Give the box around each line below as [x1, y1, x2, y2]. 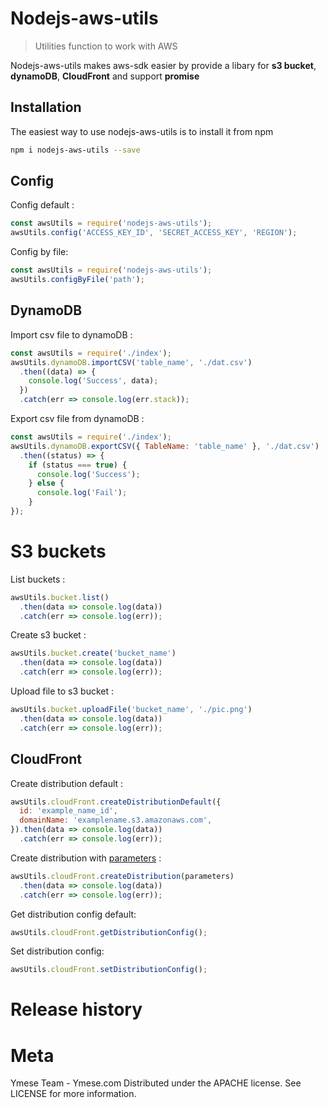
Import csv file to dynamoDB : [10, 328, 133, 341]
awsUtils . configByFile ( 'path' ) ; [10, 275, 145, 285]
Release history [10, 998, 143, 1021]
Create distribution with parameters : [10, 852, 162, 864]
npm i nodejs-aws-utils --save [10, 145, 141, 155]
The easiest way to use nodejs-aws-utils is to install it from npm [10, 125, 274, 137]
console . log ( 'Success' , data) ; [28, 376, 159, 386]
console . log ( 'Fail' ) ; [36, 488, 128, 498]
